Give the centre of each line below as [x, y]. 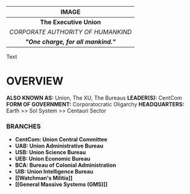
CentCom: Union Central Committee [61, 140]
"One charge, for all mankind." [71, 42]
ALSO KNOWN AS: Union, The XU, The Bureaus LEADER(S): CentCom [94, 98]
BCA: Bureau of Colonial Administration [65, 165]
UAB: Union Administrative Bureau [59, 146]
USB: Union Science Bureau [50, 152]
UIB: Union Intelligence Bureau [54, 172]
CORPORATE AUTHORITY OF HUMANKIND [71, 32]
